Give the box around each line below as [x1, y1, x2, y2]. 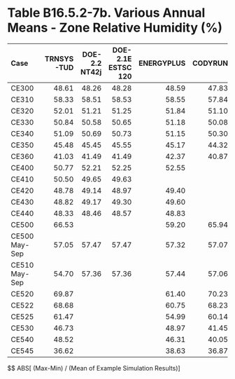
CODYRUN [192, 58, 229, 68]
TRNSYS [44, 54, 74, 64]
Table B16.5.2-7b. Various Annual [7, 5, 206, 21]
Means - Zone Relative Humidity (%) [7, 20, 222, 36]
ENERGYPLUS [138, 58, 186, 68]
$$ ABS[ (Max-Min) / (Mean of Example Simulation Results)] [7, 364, 180, 372]
